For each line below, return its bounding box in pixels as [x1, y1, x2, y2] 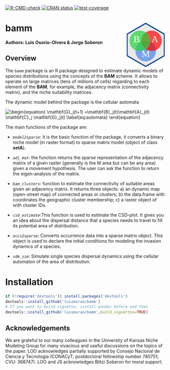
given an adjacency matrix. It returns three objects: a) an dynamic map [12, 186, 160, 192]
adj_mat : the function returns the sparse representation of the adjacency [12, 154, 164, 160]
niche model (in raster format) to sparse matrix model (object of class [12, 139, 158, 145]
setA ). [12, 145, 26, 151]
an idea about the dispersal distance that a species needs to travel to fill [12, 217, 163, 223]
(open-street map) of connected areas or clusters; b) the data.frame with [12, 191, 165, 197]
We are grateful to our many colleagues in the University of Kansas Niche [5, 338, 158, 343]
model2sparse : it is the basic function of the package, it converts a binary [12, 133, 164, 140]
